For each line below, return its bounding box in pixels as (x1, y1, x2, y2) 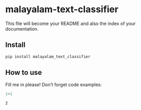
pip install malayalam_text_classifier (5, 54, 91, 59)
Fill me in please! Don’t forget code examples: (5, 81, 102, 88)
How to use (5, 68, 42, 77)
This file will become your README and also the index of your (5, 20, 136, 26)
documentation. (5, 25, 39, 32)
